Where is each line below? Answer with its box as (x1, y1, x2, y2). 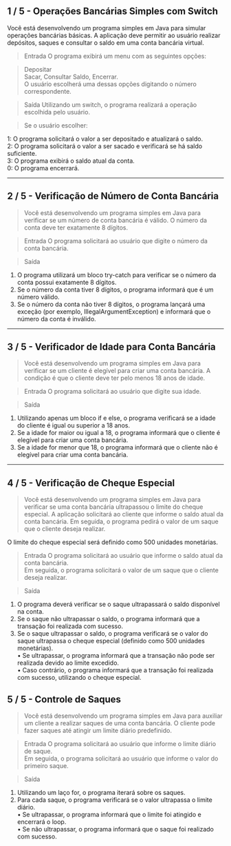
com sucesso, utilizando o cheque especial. (16, 674, 142, 682)
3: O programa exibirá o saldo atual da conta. (7, 157, 135, 165)
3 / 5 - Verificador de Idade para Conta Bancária (7, 341, 217, 353)
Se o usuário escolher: (23, 121, 88, 130)
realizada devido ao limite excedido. (16, 658, 119, 667)
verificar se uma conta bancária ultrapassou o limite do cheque (23, 503, 203, 511)
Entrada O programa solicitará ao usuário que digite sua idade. (23, 387, 201, 396)
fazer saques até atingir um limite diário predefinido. (23, 727, 172, 735)
